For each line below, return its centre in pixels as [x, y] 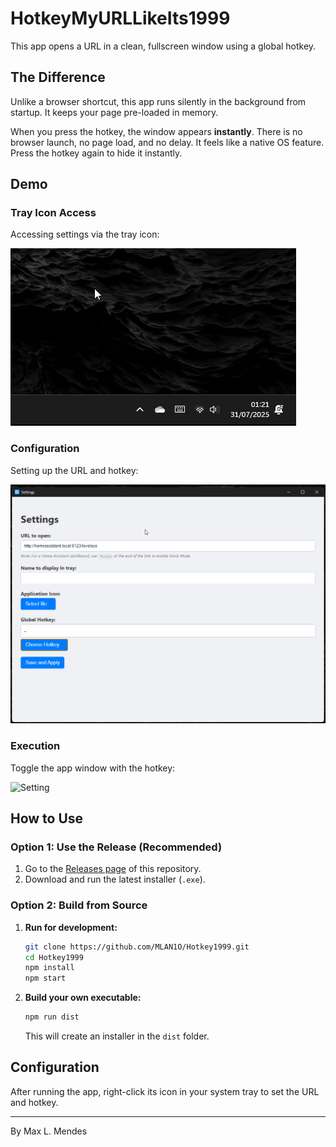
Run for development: [71, 927]
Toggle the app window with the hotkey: [93, 768]
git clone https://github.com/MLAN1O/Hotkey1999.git [137, 947]
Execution [35, 746]
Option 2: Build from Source [79, 905]
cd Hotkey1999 [54, 957]
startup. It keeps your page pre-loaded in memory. [114, 112]
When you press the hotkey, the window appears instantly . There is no [156, 131]
